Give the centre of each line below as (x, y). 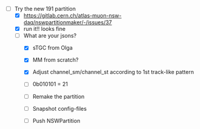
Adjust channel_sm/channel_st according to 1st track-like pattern (113, 72)
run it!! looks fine (45, 29)
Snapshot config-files (60, 108)
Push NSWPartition (56, 121)
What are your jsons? (50, 36)
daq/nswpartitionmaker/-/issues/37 (68, 22)
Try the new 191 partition (45, 9)
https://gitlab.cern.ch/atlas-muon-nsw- (72, 16)
